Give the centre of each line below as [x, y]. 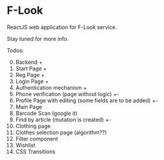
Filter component [37, 138]
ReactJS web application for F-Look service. [62, 27]
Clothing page [33, 126]
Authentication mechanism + [51, 87]
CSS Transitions [35, 152]
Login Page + [32, 81]
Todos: [15, 50]
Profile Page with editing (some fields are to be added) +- [87, 100]
